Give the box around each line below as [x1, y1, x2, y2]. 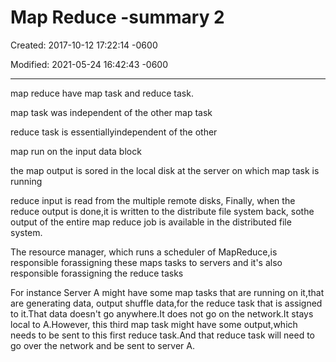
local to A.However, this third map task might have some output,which [10, 318, 298, 330]
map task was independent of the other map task [10, 106, 213, 118]
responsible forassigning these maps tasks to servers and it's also [10, 256, 283, 268]
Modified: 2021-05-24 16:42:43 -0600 [10, 58, 168, 70]
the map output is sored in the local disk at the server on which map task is [10, 164, 320, 176]
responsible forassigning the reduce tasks [10, 267, 184, 279]
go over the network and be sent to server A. [10, 339, 196, 351]
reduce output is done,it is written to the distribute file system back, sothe [10, 205, 315, 217]
